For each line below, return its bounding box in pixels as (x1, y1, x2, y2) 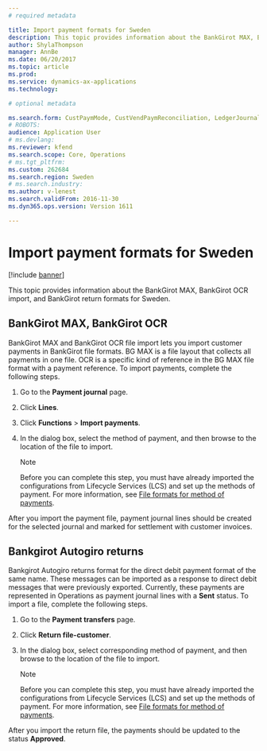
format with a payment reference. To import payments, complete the (8, 363, 232, 373)
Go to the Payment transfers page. (19, 615, 136, 625)
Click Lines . (19, 402, 60, 412)
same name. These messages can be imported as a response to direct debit (8, 574, 257, 584)
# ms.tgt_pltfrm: (8, 158, 66, 166)
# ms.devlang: (8, 136, 56, 144)
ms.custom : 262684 (8, 165, 69, 173)
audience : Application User (8, 129, 102, 137)
